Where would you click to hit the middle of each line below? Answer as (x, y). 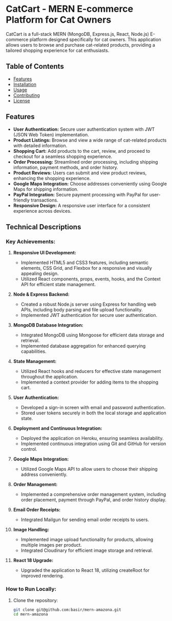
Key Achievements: (31, 242)
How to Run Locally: (31, 589)
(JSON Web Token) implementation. (51, 134)
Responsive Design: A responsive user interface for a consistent (82, 205)
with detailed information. (40, 145)
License (21, 101)
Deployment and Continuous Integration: (58, 428)
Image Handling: (31, 530)
